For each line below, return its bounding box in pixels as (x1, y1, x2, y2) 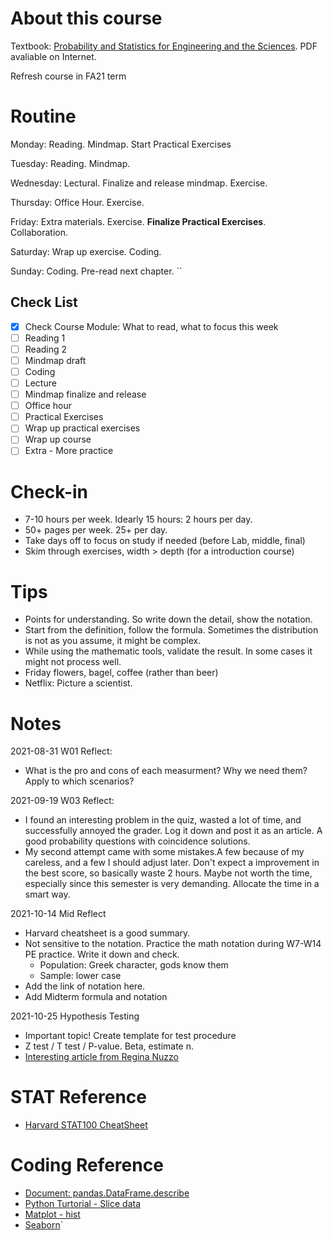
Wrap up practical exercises (24, 422, 141, 434)
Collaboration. (10, 226, 69, 238)
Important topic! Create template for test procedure (24, 1030, 237, 1042)
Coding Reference (10, 1154, 164, 1177)
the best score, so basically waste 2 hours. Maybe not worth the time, (24, 867, 313, 879)
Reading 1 (24, 332, 66, 344)
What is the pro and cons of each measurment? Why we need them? (24, 765, 308, 777)
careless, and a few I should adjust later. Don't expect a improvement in (24, 857, 320, 869)
